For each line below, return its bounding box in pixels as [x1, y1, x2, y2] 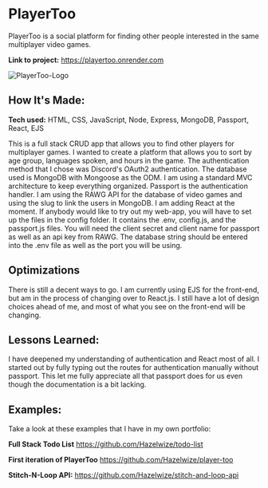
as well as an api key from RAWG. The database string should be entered [8, 232, 248, 242]
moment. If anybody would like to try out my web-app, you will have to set [8, 207, 252, 216]
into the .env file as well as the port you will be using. [8, 240, 183, 250]
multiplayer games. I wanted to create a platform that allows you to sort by [8, 147, 253, 156]
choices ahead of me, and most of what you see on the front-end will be [8, 301, 246, 311]
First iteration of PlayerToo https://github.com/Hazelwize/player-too [8, 455, 234, 465]
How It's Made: [8, 93, 85, 108]
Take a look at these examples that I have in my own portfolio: [8, 424, 211, 434]
